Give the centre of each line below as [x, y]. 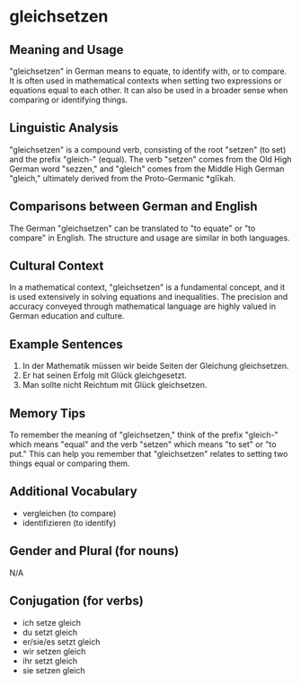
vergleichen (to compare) [69, 513]
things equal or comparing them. [70, 463]
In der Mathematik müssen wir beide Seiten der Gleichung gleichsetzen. [155, 366]
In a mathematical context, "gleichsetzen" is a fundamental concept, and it [147, 287]
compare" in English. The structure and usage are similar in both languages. [150, 237]
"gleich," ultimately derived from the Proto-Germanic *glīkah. [123, 178]
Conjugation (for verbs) [76, 601]
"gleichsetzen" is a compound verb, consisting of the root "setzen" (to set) [148, 149]
